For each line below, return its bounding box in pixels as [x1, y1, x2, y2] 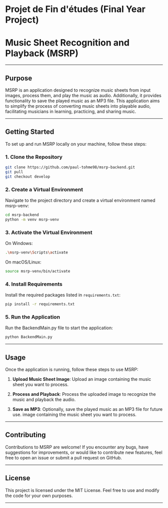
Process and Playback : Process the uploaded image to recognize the [12, 391, 156, 397]
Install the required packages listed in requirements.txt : [5, 292, 121, 298]
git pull [5, 169, 23, 174]
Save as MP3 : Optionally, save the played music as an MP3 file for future [12, 406, 163, 412]
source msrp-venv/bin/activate [5, 269, 70, 274]
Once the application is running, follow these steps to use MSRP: [5, 366, 138, 372]
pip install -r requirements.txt [5, 302, 75, 307]
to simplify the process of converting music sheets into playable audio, [5, 103, 151, 109]
